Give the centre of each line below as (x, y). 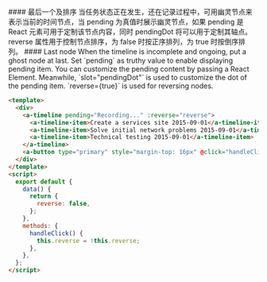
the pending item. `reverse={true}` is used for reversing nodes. (111, 86)
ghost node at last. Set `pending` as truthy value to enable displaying (120, 60)
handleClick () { (56, 233)
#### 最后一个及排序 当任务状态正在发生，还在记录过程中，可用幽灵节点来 (130, 12)
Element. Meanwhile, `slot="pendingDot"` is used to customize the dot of (128, 77)
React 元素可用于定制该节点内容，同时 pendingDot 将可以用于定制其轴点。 (130, 32)
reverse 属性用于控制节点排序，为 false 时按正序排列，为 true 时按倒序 (124, 42)
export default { (44, 182)
